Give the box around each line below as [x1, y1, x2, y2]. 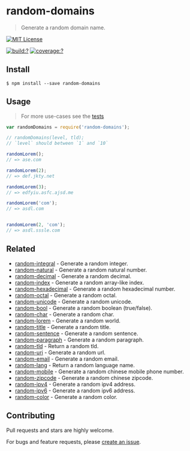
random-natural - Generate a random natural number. [14, 266, 147, 273]
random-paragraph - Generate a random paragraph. [14, 336, 144, 343]
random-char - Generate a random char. [14, 310, 115, 318]
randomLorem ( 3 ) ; [6, 184, 47, 190]
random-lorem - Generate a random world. [14, 317, 121, 324]
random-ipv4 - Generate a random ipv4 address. [14, 380, 136, 388]
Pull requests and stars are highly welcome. [6, 426, 114, 434]
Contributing [6, 411, 55, 421]
